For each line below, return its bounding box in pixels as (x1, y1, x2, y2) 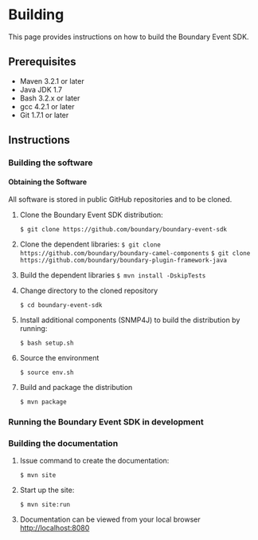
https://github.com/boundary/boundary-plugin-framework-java (19, 257, 228, 265)
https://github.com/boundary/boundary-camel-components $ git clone (19, 250, 251, 258)
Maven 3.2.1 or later (19, 76, 85, 85)
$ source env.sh (19, 369, 74, 376)
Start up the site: (19, 485, 75, 495)
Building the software (8, 157, 93, 168)
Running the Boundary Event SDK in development (8, 416, 205, 428)
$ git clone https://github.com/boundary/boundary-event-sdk (19, 226, 228, 234)
